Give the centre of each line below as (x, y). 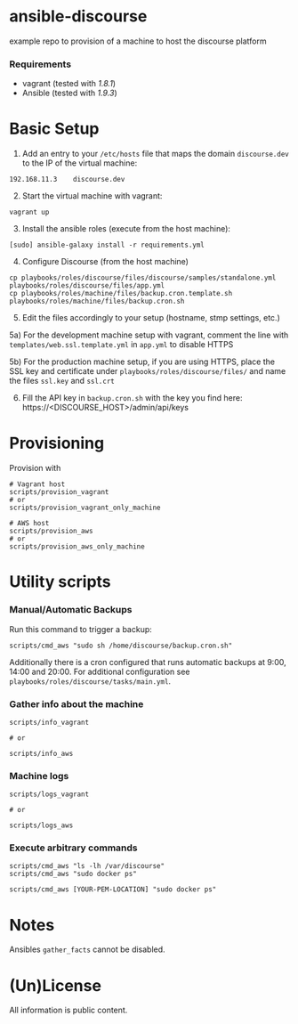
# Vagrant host (37, 484)
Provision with (35, 468)
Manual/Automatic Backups (71, 610)
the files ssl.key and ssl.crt (62, 381)
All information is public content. (68, 1010)
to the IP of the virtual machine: (80, 163)
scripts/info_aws (41, 753)
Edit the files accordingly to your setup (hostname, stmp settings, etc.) (151, 318)
